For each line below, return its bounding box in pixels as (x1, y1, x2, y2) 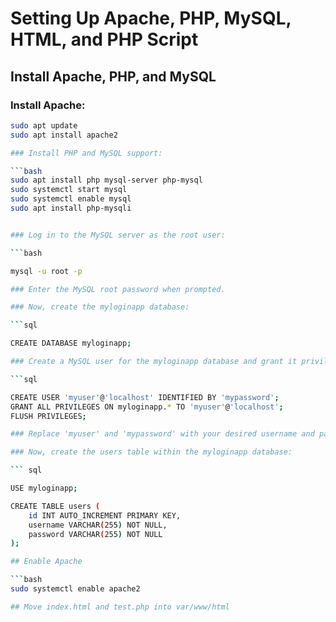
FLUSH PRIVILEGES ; (10, 411, 87, 421)
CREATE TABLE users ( (10, 501, 101, 511)
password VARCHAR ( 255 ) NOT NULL (28, 529, 163, 539)
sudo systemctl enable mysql (10, 194, 132, 204)
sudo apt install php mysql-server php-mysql (10, 175, 203, 186)
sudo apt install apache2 (10, 130, 118, 140)
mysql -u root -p (10, 266, 83, 276)
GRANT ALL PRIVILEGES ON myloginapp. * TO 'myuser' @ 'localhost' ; (10, 402, 284, 412)
